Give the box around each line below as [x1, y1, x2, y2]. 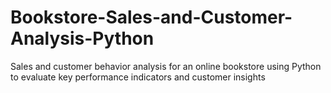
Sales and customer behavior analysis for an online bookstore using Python [10, 60, 322, 72]
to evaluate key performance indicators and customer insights [10, 71, 266, 83]
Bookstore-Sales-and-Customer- [10, 6, 293, 29]
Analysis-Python [10, 27, 155, 50]
